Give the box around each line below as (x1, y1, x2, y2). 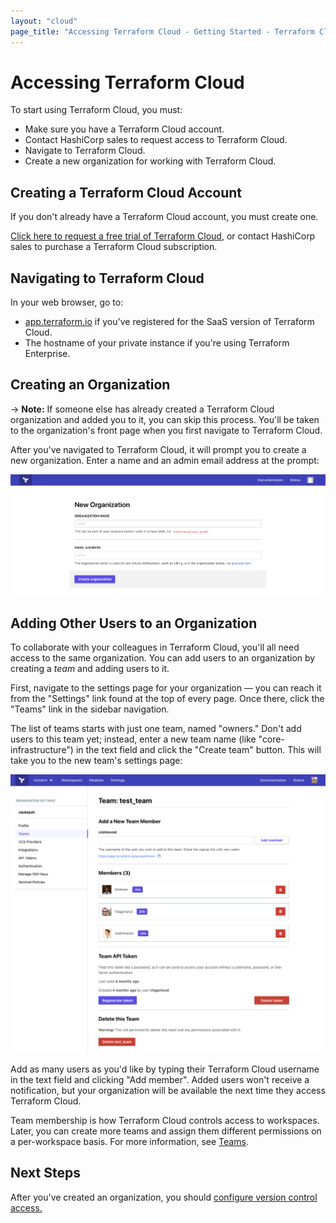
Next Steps (10, 1165, 81, 1182)
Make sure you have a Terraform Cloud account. (24, 123, 225, 135)
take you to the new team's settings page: (10, 755, 183, 767)
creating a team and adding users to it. (10, 663, 170, 675)
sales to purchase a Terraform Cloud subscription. (10, 241, 218, 253)
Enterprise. (24, 348, 71, 360)
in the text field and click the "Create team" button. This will (75, 744, 322, 756)
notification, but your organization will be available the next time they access (10, 1084, 326, 1096)
